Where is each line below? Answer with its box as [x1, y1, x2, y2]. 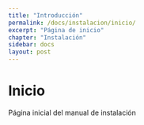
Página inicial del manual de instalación [8, 108, 136, 117]
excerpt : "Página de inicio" [8, 26, 104, 34]
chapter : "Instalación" [8, 33, 87, 42]
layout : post [8, 48, 51, 56]
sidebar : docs [8, 41, 55, 49]
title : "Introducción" [8, 11, 83, 20]
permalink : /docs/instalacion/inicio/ [8, 19, 136, 27]
